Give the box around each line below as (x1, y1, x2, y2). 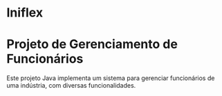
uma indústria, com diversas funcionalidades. (6, 81, 136, 90)
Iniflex (6, 5, 43, 21)
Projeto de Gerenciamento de (6, 37, 178, 52)
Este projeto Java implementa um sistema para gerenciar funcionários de (6, 74, 215, 82)
